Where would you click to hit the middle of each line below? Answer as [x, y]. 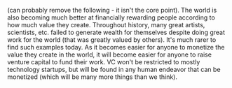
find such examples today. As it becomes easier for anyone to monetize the [116, 47]
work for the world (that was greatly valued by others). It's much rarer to [112, 40]
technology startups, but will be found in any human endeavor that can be [114, 69]
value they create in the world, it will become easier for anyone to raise [110, 54]
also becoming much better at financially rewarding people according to [111, 17]
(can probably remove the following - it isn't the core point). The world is [112, 10]
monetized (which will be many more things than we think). [92, 77]
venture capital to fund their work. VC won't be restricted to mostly [104, 62]
